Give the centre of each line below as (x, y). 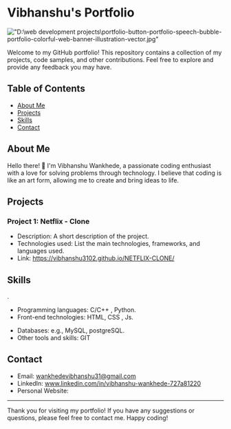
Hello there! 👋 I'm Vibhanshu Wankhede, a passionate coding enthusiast (109, 165)
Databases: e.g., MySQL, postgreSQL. (71, 331)
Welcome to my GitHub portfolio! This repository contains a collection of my (114, 52)
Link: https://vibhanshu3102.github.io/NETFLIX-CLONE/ (96, 258)
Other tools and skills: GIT (54, 338)
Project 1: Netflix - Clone (48, 221)
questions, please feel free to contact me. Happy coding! (88, 417)
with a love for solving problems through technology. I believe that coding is (114, 173)
